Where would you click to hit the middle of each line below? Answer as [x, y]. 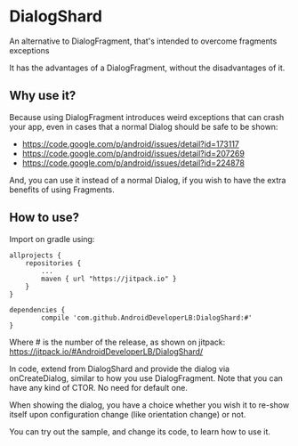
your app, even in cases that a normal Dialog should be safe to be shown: [144, 126]
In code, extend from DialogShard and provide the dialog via [119, 369]
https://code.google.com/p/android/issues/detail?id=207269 [133, 153]
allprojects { [36, 255]
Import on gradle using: [52, 239]
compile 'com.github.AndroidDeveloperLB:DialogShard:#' [147, 318]
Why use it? [43, 96]
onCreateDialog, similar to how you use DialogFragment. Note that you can [146, 378]
